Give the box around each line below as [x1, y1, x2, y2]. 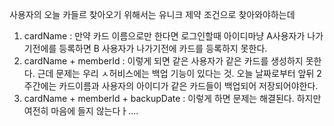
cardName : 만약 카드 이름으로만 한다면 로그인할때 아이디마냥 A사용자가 [23, 30, 306, 42]
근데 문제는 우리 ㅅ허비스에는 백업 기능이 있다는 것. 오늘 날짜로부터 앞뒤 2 [37, 68, 322, 79]
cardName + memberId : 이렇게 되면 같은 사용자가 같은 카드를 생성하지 [23, 55, 304, 67]
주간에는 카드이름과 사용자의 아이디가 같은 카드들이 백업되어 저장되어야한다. [23, 80, 319, 92]
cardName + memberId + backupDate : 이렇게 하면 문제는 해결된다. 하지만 [23, 93, 322, 104]
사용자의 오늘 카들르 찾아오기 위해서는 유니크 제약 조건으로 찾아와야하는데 [9, 9, 296, 20]
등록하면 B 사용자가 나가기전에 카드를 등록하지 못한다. [58, 43, 268, 54]
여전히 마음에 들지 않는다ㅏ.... [23, 105, 139, 117]
